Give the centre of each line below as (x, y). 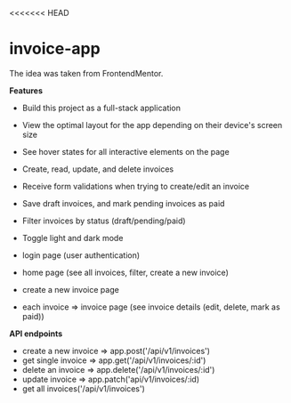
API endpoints (36, 334)
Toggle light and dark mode (73, 238)
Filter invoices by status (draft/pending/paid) (104, 221)
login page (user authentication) (81, 255)
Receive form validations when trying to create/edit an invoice (136, 186)
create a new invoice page (71, 289)
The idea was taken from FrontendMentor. (86, 73)
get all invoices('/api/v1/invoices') (83, 388)
